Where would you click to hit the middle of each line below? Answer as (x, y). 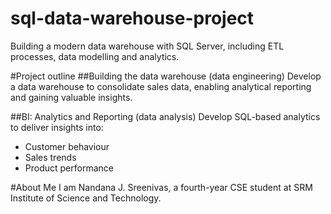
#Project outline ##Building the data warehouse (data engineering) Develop (166, 76)
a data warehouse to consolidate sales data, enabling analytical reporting (161, 86)
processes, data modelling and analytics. (95, 56)
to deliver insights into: (57, 127)
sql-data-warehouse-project (132, 18)
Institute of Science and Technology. (86, 198)
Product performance (69, 168)
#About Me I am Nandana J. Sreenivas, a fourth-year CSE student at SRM (161, 187)
